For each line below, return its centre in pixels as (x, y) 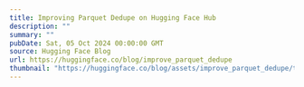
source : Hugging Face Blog (60, 52)
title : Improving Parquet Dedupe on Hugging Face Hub (113, 18)
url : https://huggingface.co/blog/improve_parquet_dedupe (121, 60)
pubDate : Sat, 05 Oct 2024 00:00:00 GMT (87, 43)
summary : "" (32, 34)
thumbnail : (30, 69)
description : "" (40, 26)
